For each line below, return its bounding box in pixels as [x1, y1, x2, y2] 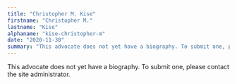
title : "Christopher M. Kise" [7, 10, 97, 18]
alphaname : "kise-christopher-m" [7, 30, 106, 37]
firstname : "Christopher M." [7, 17, 93, 24]
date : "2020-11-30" [7, 37, 65, 44]
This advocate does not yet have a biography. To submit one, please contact [7, 63, 230, 71]
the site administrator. [7, 70, 71, 78]
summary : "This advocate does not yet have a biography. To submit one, [7, 43, 226, 50]
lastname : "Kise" [7, 23, 59, 30]
